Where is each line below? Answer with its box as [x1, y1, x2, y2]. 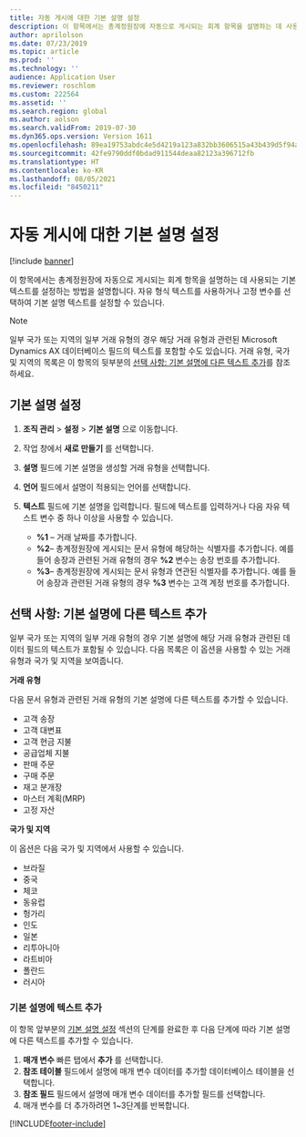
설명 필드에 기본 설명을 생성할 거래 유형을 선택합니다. [22, 462, 210, 473]
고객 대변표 [22, 724, 63, 735]
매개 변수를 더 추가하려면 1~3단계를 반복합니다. [22, 1100, 189, 1111]
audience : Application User [9, 73, 117, 82]
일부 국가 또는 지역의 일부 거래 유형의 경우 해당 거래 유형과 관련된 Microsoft [9, 334, 278, 345]
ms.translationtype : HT [9, 157, 100, 167]
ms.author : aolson [9, 115, 79, 124]
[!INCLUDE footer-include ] [9, 1118, 107, 1129]
